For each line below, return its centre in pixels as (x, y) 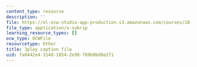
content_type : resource (35, 11)
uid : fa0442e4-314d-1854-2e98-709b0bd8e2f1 (60, 55)
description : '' (26, 17)
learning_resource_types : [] (42, 33)
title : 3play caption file (39, 50)
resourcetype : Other (31, 44)
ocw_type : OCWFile (28, 38)
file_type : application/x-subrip (47, 28)
